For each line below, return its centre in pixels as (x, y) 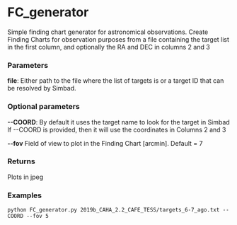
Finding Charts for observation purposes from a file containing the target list (118, 39)
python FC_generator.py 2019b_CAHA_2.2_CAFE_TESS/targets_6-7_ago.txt (114, 210)
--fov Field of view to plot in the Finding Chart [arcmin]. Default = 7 (105, 143)
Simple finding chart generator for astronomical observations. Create (108, 32)
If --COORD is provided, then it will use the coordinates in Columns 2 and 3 (117, 129)
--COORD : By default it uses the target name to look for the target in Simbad (118, 122)
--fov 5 (37, 217)
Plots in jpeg (25, 177)
